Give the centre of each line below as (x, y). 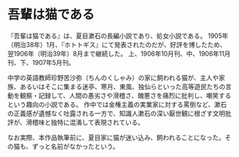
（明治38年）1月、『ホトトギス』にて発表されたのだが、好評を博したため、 (117, 44)
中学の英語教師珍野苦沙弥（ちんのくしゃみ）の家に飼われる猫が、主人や (113, 77)
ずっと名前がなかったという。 (75, 146)
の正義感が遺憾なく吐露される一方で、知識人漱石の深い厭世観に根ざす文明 (116, 113)
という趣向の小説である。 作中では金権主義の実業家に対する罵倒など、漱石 (117, 104)
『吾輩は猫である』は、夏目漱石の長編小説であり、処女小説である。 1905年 (118, 36)
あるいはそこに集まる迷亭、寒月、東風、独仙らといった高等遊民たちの (122, 86)
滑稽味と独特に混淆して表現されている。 (85, 122)
